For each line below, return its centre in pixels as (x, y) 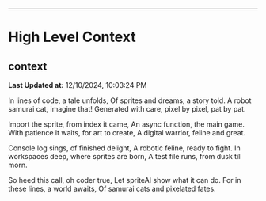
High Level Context (72, 37)
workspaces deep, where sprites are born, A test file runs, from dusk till (125, 156)
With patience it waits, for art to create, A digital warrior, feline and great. (127, 133)
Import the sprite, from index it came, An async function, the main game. (127, 124)
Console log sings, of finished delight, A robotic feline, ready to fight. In (124, 148)
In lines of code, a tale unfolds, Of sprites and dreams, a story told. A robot (130, 100)
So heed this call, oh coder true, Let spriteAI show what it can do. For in (125, 180)
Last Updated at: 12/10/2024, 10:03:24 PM (78, 85)
